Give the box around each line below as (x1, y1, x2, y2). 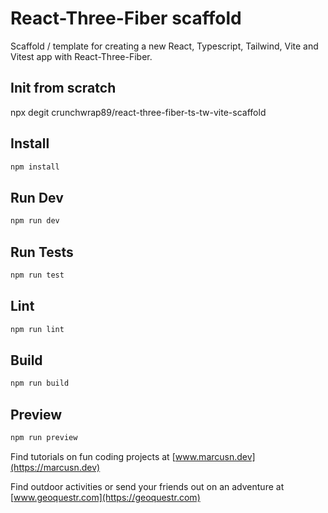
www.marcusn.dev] (174, 450, 256, 462)
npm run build (10, 378, 70, 389)
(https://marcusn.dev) (10, 461, 101, 473)
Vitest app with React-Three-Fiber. (10, 50, 153, 62)
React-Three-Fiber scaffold (10, 7, 242, 30)
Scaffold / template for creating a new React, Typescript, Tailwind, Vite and (10, 40, 319, 52)
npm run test (10, 270, 65, 280)
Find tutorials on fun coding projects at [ (10, 450, 176, 462)
